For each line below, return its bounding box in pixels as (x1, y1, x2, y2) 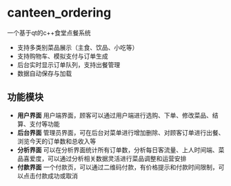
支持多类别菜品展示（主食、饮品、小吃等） (17, 43, 139, 51)
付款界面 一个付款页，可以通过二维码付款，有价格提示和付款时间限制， (17, 162, 219, 171)
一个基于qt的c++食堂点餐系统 (7, 28, 91, 37)
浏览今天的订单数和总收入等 (17, 137, 97, 145)
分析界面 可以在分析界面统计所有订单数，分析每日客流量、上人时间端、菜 (17, 145, 225, 154)
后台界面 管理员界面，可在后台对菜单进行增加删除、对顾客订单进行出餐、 (17, 128, 225, 136)
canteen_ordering (7, 5, 112, 21)
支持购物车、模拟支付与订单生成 (17, 52, 108, 60)
